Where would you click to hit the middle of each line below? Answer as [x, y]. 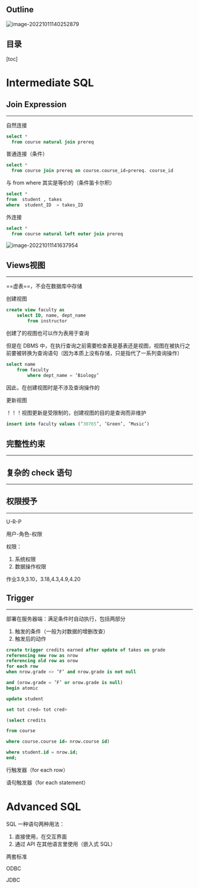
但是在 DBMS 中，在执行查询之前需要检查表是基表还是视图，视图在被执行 [96, 346]
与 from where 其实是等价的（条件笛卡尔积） [61, 183]
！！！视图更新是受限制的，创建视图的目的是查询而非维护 [76, 413]
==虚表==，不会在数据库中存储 [44, 286]
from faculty [33, 370]
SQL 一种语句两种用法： [36, 824]
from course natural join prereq [53, 142]
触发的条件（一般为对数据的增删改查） [61, 631]
